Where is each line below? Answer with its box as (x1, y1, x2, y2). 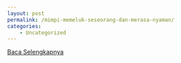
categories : (7, 23, 41, 29)
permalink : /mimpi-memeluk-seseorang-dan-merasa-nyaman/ (7, 16, 175, 23)
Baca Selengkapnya (7, 48, 64, 56)
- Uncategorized (19, 29, 67, 36)
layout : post (7, 10, 45, 17)
